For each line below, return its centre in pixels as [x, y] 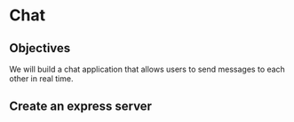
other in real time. [41, 79]
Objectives [40, 48]
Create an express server [81, 107]
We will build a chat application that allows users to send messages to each [147, 69]
